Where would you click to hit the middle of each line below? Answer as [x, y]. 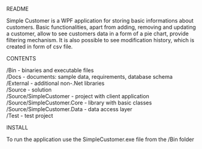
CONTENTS [21, 58]
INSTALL [17, 127]
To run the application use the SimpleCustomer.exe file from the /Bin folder [100, 139]
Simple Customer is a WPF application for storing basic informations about [100, 20]
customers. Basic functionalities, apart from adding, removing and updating [101, 27]
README [18, 9]
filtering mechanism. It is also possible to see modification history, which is [100, 40]
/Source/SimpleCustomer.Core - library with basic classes [79, 103]
